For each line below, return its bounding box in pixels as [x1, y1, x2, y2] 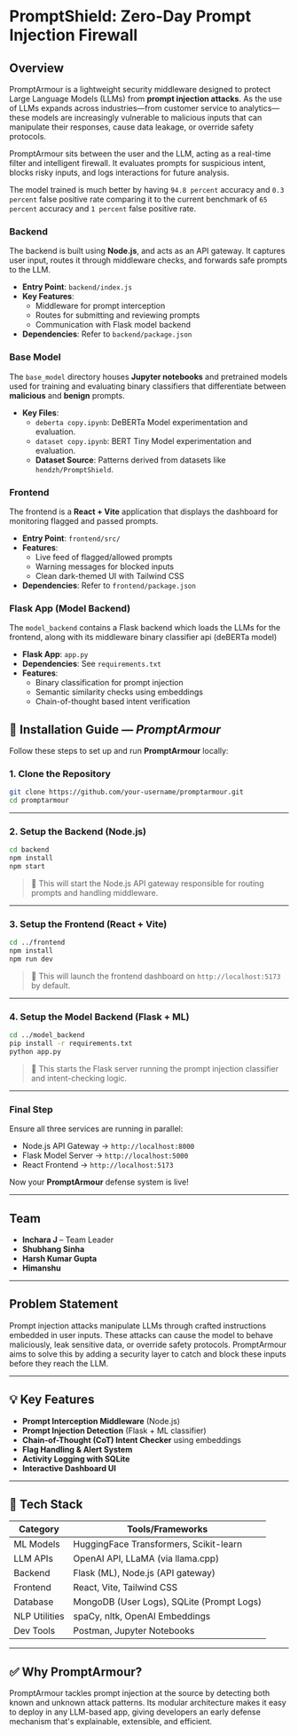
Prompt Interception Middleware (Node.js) [21, 1415, 180, 1426]
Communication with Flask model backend [35, 320, 192, 330]
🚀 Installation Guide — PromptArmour [9, 722, 222, 737]
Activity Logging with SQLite [21, 1454, 130, 1464]
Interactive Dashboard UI [21, 1462, 117, 1473]
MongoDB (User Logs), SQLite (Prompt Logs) [73, 1596, 262, 1608]
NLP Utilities [13, 1610, 65, 1622]
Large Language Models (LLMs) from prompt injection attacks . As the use [9, 93, 282, 104]
